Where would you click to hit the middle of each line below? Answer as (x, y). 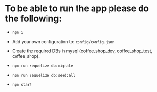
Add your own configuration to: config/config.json (63, 41)
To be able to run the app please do (77, 8)
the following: (33, 19)
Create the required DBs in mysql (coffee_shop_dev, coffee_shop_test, (82, 51)
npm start (22, 84)
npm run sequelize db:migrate (43, 66)
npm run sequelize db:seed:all (44, 75)
